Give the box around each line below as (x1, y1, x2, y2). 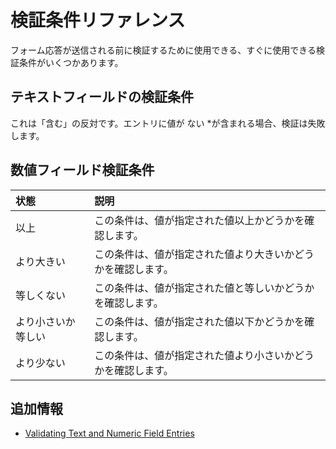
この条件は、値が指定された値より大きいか (94, 247, 295, 261)
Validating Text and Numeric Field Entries (24, 427, 195, 440)
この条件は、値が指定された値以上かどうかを (94, 213, 305, 227)
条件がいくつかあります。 (18, 56, 124, 68)
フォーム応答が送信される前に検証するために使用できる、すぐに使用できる (10, 44, 317, 56)
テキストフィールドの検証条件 (10, 89, 194, 106)
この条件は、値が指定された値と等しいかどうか (94, 281, 315, 295)
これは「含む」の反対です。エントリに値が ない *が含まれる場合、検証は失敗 (10, 117, 326, 129)
